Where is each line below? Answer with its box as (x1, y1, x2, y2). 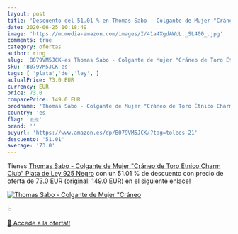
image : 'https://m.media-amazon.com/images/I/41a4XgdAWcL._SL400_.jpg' (7, 30, 223, 38)
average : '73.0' (7, 143, 55, 150)
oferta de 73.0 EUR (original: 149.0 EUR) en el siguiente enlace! (7, 177, 191, 185)
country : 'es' (7, 109, 50, 116)
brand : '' (7, 122, 37, 130)
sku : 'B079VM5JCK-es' (7, 63, 72, 70)
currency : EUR (7, 83, 50, 90)
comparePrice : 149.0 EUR (7, 96, 81, 104)
